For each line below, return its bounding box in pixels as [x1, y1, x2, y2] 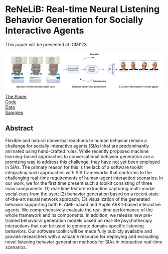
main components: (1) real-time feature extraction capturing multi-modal [5, 185, 155, 191]
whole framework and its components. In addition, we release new [5, 212, 142, 218]
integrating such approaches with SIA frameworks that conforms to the [5, 169, 152, 175]
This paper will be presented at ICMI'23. [5, 41, 88, 47]
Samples [5, 109, 24, 116]
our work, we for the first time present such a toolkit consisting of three [5, 180, 152, 186]
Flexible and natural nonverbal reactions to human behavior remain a [5, 137, 147, 144]
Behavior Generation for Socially [5, 14, 144, 26]
